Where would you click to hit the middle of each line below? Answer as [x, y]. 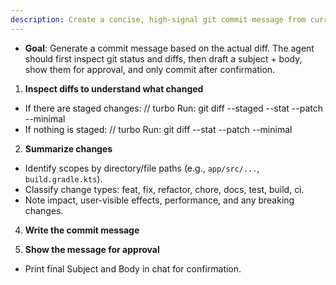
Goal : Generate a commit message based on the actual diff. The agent [169, 48]
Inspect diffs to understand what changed [114, 88]
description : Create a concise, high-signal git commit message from [158, 19]
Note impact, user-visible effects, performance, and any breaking [159, 200]
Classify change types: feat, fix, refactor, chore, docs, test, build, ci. [164, 189]
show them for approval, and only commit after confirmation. [150, 69]
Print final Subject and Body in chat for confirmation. [133, 268]
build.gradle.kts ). [63, 178]
